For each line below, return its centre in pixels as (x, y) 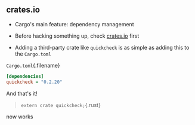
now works (20, 117)
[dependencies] (25, 76)
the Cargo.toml (33, 54)
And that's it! (22, 93)
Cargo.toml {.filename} (33, 65)
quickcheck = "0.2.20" (34, 82)
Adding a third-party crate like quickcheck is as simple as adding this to (102, 47)
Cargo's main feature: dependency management (74, 24)
